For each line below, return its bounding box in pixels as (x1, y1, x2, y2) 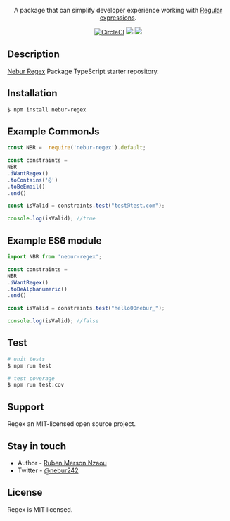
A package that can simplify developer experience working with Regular (13, 6, 223, 14)
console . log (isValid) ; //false (7, 318, 99, 325)
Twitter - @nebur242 (17, 466, 79, 475)
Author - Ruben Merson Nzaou (17, 458, 107, 467)
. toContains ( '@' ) (7, 176, 58, 184)
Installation (7, 87, 58, 99)
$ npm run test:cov (7, 382, 65, 389)
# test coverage (7, 375, 55, 382)
